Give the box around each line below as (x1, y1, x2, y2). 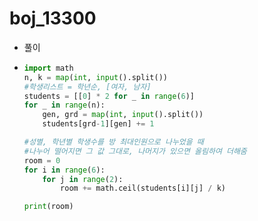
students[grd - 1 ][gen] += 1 (42, 119, 155, 129)
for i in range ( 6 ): (23, 165, 106, 175)
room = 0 (23, 155, 61, 166)
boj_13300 (9, 7, 97, 30)
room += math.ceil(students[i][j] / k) (60, 183, 226, 194)
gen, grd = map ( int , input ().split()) (42, 110, 204, 120)
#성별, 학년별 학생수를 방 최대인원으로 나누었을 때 (23, 137, 204, 147)
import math (23, 63, 74, 73)
